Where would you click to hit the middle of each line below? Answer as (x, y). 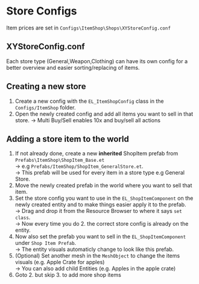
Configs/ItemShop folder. (46, 107)
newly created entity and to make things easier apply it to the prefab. (100, 205)
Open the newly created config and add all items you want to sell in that (104, 114)
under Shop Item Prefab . (46, 243)
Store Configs (42, 11)
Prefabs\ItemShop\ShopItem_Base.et (60, 161)
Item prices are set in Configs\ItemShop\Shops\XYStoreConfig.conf (88, 28)
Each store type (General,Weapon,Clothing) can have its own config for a (97, 61)
